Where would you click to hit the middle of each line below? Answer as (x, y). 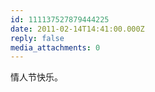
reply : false (37, 38)
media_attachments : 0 (55, 47)
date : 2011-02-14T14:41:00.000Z (77, 29)
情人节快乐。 (36, 77)
